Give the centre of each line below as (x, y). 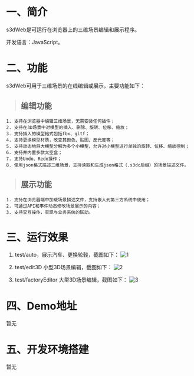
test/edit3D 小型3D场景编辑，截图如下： (63, 267)
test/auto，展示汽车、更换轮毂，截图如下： (67, 255)
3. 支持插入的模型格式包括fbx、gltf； (48, 133)
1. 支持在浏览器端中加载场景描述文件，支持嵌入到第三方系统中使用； (78, 200)
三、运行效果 (37, 237)
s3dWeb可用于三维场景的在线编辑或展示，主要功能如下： (76, 86)
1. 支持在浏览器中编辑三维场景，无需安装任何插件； (60, 121)
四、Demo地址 (42, 306)
